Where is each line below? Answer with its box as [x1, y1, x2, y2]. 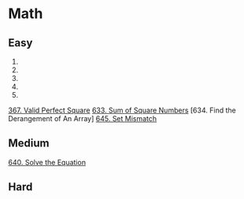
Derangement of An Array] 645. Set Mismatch [8, 114, 157, 123]
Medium [8, 137, 50, 150]
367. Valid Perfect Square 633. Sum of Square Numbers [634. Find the [8, 105, 236, 115]
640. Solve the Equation [8, 157, 87, 167]
